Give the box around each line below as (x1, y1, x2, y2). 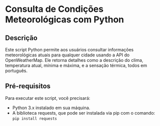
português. (5, 68, 28, 74)
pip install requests (12, 116, 57, 121)
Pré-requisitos (5, 82, 51, 90)
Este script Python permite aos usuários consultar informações (5, 47, 134, 52)
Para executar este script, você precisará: (5, 95, 91, 101)
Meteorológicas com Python (5, 14, 124, 25)
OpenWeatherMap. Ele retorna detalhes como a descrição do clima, (5, 57, 144, 63)
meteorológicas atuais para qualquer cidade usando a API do (5, 52, 130, 58)
